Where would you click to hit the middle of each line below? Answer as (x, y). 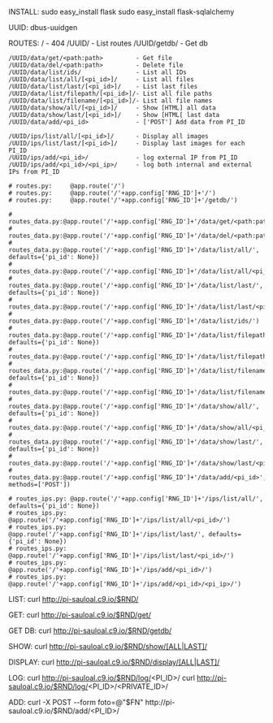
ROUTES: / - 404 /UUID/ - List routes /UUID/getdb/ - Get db (108, 43)
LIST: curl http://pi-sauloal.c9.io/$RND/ (74, 599)
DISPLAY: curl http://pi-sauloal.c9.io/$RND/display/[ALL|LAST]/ (114, 662)
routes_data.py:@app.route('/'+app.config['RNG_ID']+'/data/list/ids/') (134, 321)
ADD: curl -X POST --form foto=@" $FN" (76, 702)
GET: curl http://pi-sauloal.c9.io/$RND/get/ (80, 615)
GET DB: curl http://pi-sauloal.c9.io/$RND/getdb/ (90, 630)
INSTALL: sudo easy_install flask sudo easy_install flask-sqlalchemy (121, 12)
